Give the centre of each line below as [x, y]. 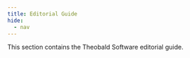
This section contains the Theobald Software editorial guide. [95, 47]
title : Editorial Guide [43, 14]
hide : [15, 21]
